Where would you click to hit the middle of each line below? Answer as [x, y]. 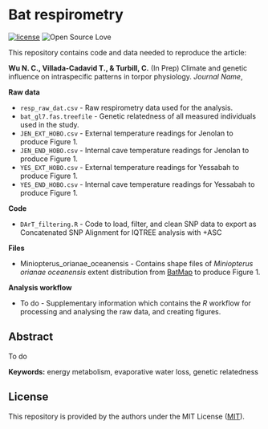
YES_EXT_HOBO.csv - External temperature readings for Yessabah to [129, 167]
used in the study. [49, 124]
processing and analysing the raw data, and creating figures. [120, 311]
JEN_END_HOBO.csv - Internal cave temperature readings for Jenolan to [134, 150]
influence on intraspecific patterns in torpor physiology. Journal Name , [126, 76]
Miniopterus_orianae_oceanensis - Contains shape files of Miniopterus [136, 263]
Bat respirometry [66, 15]
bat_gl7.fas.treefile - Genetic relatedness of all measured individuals [138, 116]
